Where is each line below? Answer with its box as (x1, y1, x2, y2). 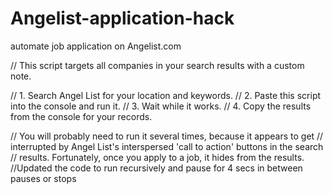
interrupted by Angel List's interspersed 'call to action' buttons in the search (10, 140, 324, 152)
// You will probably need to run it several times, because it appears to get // (10, 130, 324, 142)
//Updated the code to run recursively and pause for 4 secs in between (10, 162, 303, 174)
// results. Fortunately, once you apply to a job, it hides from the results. (10, 151, 305, 163)
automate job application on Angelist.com (10, 40, 182, 52)
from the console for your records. (10, 110, 153, 122)
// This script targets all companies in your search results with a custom (10, 59, 305, 71)
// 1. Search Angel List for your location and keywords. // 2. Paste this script (10, 89, 322, 101)
